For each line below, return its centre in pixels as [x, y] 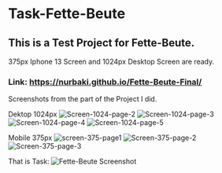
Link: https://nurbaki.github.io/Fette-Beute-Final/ [105, 82]
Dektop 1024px [33, 114]
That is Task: [29, 161]
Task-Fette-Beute [67, 14]
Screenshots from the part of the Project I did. [83, 99]
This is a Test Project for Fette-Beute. [102, 43]
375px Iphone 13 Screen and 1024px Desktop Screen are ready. [111, 61]
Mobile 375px [30, 138]
